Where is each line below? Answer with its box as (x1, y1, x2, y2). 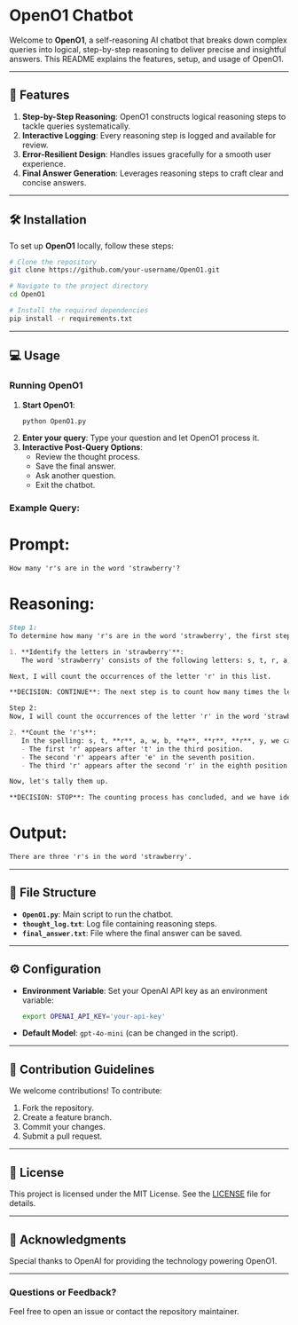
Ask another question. (35, 470, 117, 481)
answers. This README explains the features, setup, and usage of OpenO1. (9, 53, 284, 64)
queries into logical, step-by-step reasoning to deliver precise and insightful (9, 43, 286, 54)
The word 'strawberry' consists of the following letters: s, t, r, (20, 656, 279, 665)
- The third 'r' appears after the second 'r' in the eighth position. (20, 761, 292, 770)
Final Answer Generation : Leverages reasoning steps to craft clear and (21, 168, 284, 178)
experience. (21, 158, 67, 169)
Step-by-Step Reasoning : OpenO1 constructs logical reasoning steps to (21, 111, 286, 122)
